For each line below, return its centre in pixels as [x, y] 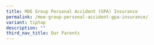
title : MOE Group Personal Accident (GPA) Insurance [72, 11]
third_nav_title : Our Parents [43, 33]
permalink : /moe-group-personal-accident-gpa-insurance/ [77, 17]
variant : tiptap [26, 22]
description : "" [26, 28]
